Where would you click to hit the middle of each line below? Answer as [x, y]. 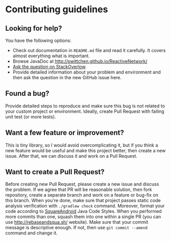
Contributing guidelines [57, 9]
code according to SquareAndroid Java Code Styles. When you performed [83, 211]
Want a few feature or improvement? [65, 133]
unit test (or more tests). [31, 116]
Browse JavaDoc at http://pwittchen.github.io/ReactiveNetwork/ [80, 61]
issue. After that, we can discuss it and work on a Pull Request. [71, 156]
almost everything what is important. [51, 56]
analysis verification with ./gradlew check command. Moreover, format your [85, 206]
